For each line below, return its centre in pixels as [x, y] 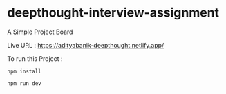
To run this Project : [35, 58]
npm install [24, 71]
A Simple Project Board [40, 32]
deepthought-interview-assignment [113, 13]
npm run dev [24, 83]
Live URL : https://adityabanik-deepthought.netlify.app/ [86, 45]
